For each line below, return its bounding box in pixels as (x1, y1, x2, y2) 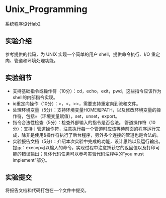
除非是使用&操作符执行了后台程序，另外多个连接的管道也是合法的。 (21, 132, 161, 138)
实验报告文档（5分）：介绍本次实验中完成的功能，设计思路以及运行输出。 (12, 138, 163, 144)
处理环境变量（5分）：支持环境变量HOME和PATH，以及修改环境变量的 (12, 107, 157, 113)
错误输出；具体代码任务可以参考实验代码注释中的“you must (21, 151, 144, 157)
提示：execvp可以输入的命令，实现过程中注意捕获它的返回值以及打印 (12, 144, 156, 150)
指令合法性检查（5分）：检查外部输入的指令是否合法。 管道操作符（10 (12, 119, 156, 125)
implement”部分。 (12, 157, 50, 163)
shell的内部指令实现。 (12, 94, 58, 100)
